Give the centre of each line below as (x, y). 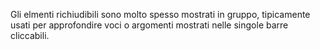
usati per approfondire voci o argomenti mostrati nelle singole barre (149, 25)
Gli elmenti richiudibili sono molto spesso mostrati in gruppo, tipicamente (160, 14)
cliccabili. (30, 35)
